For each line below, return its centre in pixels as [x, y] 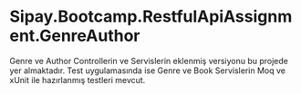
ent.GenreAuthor [75, 36]
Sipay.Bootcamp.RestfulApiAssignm [151, 17]
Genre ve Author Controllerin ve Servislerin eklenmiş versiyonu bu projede [149, 61]
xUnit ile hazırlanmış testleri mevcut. [78, 80]
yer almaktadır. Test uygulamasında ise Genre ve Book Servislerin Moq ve [147, 70]
